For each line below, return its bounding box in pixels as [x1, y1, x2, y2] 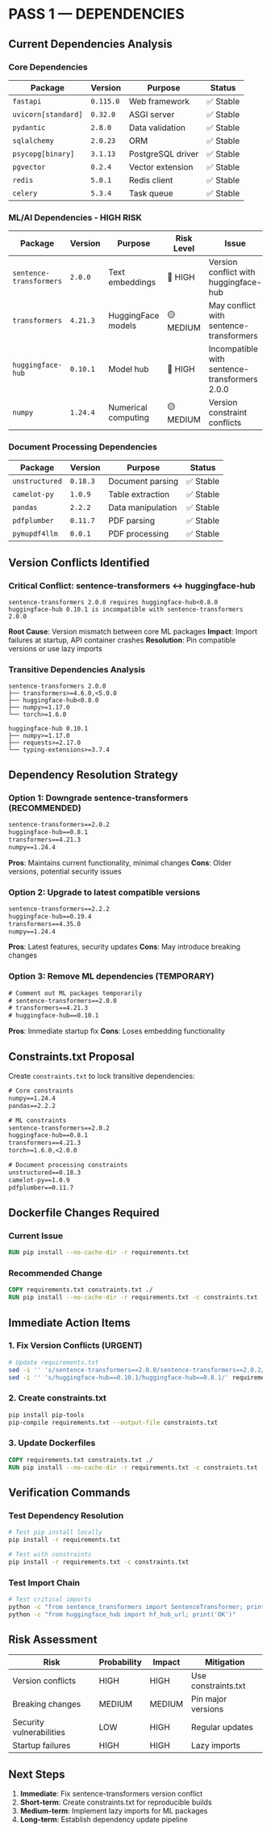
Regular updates [190, 1722, 254, 1733]
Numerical [108, 402, 148, 413]
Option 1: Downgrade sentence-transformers [8, 792, 189, 803]
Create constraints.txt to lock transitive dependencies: [8, 1072, 195, 1081]
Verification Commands [8, 1485, 131, 1499]
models [108, 320, 137, 331]
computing [108, 412, 149, 423]
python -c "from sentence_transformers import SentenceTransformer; [8, 1602, 244, 1611]
